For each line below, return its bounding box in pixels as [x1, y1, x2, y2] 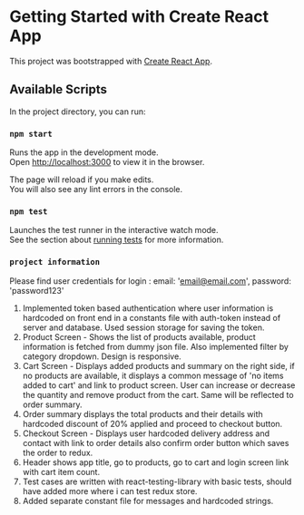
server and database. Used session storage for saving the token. [22, 322, 265, 333]
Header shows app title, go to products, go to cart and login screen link [22, 456, 289, 468]
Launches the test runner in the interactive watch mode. [9, 225, 220, 236]
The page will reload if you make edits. [9, 174, 154, 185]
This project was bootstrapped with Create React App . [9, 55, 213, 66]
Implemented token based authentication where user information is [22, 302, 274, 314]
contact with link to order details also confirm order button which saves [22, 437, 289, 448]
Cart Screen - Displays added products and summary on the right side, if [22, 360, 295, 371]
